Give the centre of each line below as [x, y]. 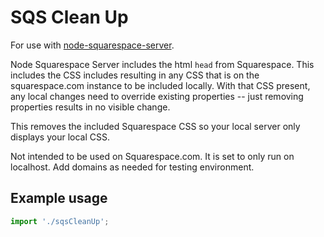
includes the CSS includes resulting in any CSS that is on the [135, 75]
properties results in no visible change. [90, 107]
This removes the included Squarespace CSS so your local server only [155, 126]
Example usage [59, 198]
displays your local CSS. [60, 137]
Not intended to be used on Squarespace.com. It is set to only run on [152, 156]
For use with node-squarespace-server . [92, 45]
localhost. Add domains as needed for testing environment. [132, 167]
